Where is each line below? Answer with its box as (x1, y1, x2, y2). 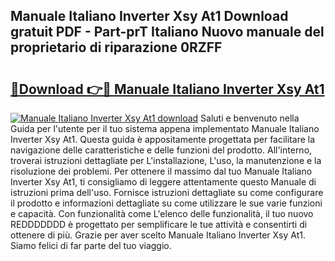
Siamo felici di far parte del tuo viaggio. (10, 240, 172, 251)
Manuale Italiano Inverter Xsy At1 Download (10, 8, 289, 25)
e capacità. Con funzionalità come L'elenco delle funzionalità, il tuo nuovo (10, 208, 314, 219)
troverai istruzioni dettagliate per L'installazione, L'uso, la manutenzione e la (10, 155, 322, 166)
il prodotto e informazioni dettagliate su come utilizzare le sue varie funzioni (10, 197, 323, 209)
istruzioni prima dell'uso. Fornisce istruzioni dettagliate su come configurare (10, 187, 324, 198)
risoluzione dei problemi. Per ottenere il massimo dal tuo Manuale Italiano (10, 165, 313, 177)
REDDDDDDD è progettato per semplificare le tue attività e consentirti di (10, 219, 308, 230)
